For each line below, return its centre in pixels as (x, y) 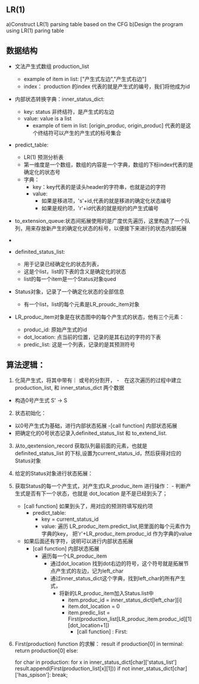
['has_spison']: (33, 675)
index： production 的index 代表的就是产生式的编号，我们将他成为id (107, 86)
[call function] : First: (102, 632)
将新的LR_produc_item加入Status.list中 (107, 593)
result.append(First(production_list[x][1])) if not (72, 669)
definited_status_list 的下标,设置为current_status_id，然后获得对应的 (98, 453)
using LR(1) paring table (35, 30)
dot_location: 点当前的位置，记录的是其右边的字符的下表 (92, 337)
